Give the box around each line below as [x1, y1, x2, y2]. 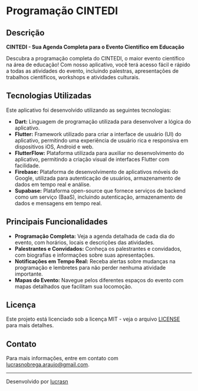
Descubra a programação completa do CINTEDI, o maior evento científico [6, 55, 185, 62]
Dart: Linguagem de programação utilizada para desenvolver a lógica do [14, 118, 192, 125]
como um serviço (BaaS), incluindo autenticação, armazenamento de [14, 193, 183, 201]
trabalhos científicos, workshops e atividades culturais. [6, 74, 140, 80]
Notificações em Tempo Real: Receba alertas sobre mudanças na [14, 257, 176, 264]
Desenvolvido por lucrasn [6, 378, 69, 385]
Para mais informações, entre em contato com [6, 355, 119, 362]
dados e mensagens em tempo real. [14, 199, 102, 206]
